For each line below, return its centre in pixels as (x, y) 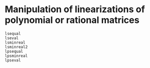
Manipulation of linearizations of (75, 9)
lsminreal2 (16, 47)
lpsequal (14, 51)
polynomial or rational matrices (72, 20)
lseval (12, 38)
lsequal (13, 33)
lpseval (13, 60)
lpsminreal (16, 56)
